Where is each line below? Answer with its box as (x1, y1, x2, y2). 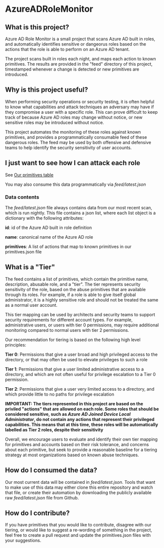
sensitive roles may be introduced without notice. (5, 119, 104, 125)
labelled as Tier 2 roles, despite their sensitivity (5, 426, 103, 432)
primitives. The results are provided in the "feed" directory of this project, (5, 61, 153, 67)
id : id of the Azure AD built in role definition (5, 224, 92, 230)
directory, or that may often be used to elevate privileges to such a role (5, 356, 148, 362)
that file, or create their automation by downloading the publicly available (5, 489, 152, 496)
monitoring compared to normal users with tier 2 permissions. (5, 327, 129, 333)
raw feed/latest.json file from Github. (5, 495, 79, 500)
